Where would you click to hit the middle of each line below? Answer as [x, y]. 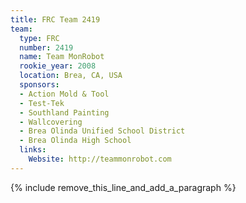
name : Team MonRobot [62, 57]
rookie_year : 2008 [58, 66]
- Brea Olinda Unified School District [102, 131]
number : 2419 [46, 47]
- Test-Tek [42, 103]
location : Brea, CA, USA [71, 76]
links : [33, 150]
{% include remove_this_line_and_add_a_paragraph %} [123, 187]
